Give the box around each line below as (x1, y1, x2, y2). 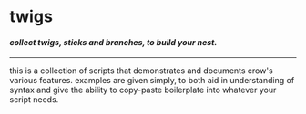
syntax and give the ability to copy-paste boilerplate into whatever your (9, 84, 277, 96)
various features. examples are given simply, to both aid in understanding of (9, 75, 295, 86)
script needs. (9, 94, 59, 105)
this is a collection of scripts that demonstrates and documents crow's (9, 65, 273, 76)
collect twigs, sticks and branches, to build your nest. (9, 36, 218, 47)
